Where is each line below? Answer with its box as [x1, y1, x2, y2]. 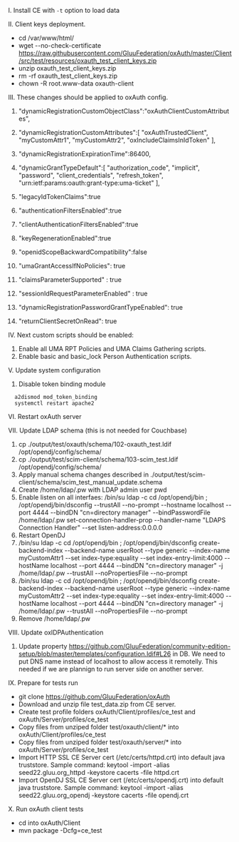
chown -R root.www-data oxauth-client [18, 79, 134, 88]
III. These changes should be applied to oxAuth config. [8, 93, 169, 101]
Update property [18, 642, 68, 650]
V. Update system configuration [8, 366, 101, 374]
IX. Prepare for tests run [8, 679, 79, 687]
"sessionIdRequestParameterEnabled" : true [18, 289, 148, 298]
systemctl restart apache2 [14, 400, 95, 407]
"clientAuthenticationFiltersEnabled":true [18, 220, 139, 228]
